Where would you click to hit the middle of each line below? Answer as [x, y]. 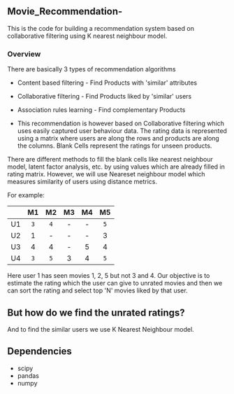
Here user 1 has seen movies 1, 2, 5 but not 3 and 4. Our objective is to [109, 276]
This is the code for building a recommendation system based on [101, 28]
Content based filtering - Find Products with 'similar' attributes [107, 83]
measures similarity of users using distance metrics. [82, 182]
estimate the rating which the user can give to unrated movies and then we [115, 283]
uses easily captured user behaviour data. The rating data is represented [122, 131]
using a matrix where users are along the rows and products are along [118, 139]
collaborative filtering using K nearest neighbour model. [87, 36]
